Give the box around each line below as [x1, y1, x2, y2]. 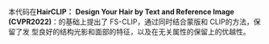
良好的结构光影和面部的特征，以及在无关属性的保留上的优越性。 [38, 27, 250, 36]
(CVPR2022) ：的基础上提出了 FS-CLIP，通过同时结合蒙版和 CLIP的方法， [8, 17, 254, 26]
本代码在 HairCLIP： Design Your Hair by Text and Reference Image [8, 7, 235, 16]
